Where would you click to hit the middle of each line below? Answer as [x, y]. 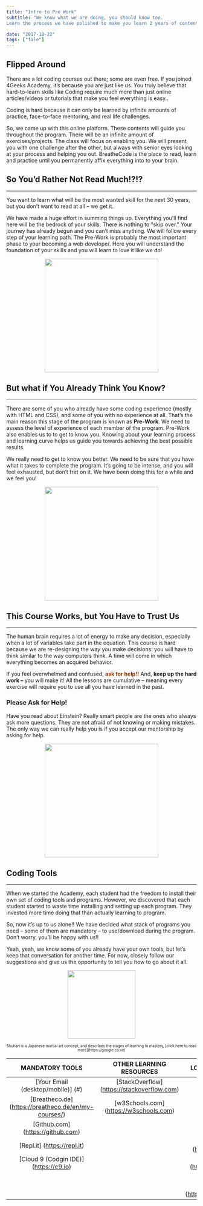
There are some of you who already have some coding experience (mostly [99, 408]
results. [16, 447]
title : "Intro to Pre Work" [42, 12]
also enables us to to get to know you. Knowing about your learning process [101, 434]
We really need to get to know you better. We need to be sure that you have [100, 459]
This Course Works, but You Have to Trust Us [93, 616]
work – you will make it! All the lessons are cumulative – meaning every [95, 680]
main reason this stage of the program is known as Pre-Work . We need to [98, 421]
